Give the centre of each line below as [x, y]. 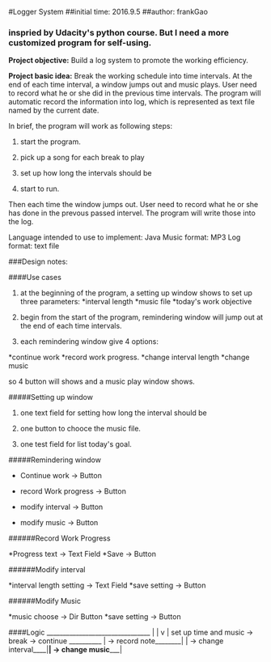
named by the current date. [54, 110]
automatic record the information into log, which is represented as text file [131, 102]
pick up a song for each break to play [82, 158]
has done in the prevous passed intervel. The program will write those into [132, 213]
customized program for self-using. [80, 42]
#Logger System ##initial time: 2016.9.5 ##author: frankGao [108, 12]
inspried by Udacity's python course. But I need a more [119, 32]
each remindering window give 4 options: [89, 342]
